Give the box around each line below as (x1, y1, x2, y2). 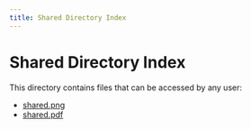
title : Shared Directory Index (9, 13, 127, 23)
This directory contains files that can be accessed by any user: (9, 82, 243, 93)
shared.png (22, 99, 66, 110)
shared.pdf (22, 109, 64, 120)
